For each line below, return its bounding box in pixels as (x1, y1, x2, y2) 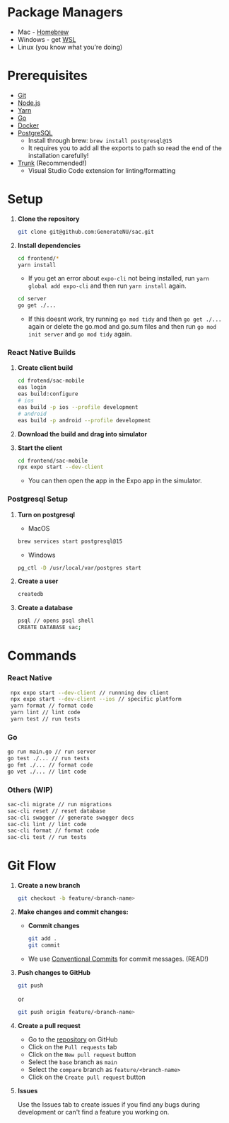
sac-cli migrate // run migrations (7, 801, 112, 808)
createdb (17, 591, 44, 598)
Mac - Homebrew (17, 28, 69, 36)
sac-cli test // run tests (7, 834, 87, 841)
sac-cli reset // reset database (7, 807, 106, 815)
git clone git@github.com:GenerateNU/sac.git (17, 228, 154, 235)
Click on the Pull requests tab (28, 1042, 117, 1051)
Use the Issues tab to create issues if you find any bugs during (17, 1100, 200, 1109)
